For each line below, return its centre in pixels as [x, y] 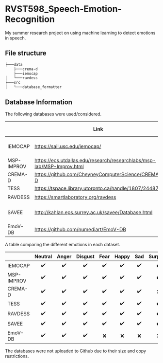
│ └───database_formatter [33, 87]
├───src [13, 83]
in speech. [16, 38]
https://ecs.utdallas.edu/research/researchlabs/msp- [95, 160]
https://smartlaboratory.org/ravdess [75, 197]
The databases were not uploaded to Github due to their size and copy [76, 351]
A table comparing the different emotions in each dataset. [63, 244]
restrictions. [17, 356]
